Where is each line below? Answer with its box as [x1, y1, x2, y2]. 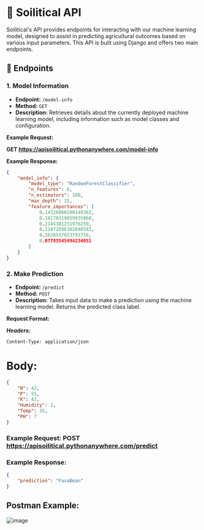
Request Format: [6, 314, 50, 322]
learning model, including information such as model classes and [15, 115, 179, 122]
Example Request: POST [6, 434, 80, 442]
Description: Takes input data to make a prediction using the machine [15, 296, 192, 303]
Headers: [6, 327, 31, 334]
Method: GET [15, 102, 48, 109]
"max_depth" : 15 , [28, 198, 72, 204]
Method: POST [15, 290, 50, 297]
